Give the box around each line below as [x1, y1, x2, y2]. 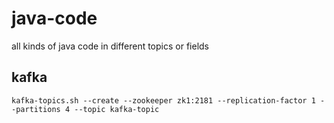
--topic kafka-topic [74, 104, 160, 114]
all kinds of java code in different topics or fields [11, 40, 209, 52]
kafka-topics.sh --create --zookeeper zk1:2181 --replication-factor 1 [11, 95, 316, 106]
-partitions [11, 104, 61, 114]
